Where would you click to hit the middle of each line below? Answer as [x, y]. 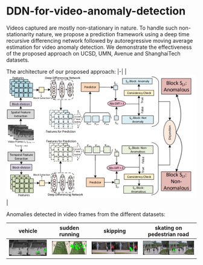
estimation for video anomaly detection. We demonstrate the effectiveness [99, 47]
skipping [115, 231]
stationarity [20, 34]
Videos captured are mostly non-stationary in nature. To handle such [92, 28]
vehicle [28, 231]
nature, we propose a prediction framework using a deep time [112, 34]
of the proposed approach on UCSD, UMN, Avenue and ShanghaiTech [94, 53]
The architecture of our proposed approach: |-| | [66, 71]
